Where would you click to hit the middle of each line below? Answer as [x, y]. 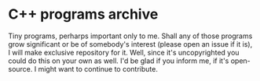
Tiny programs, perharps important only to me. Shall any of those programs [130, 36]
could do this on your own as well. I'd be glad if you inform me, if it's [119, 61]
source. [20, 69]
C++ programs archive [83, 14]
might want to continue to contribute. [98, 69]
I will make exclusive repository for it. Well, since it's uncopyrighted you [124, 52]
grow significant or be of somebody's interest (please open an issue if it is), [130, 44]
